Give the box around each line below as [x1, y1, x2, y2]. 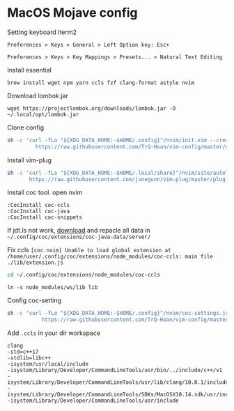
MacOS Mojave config [7, 5, 138, 21]
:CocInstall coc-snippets [7, 214, 82, 221]
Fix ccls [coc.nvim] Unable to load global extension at [7, 246, 172, 254]
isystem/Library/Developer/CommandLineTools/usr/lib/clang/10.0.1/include [7, 379, 229, 386]
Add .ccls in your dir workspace [7, 329, 101, 337]
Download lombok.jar [7, 91, 68, 100]
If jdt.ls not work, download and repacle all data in [7, 226, 151, 235]
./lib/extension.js [7, 259, 64, 266]
